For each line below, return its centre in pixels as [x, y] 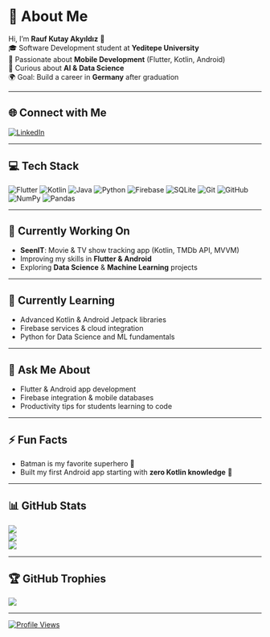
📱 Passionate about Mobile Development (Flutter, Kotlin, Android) [117, 59]
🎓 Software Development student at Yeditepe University [104, 48]
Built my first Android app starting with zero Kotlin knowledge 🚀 [126, 472]
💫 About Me [48, 17]
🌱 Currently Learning [61, 300]
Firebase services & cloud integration [82, 329]
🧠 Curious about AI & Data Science [66, 68]
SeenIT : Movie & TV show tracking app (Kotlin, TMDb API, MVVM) [129, 250]
